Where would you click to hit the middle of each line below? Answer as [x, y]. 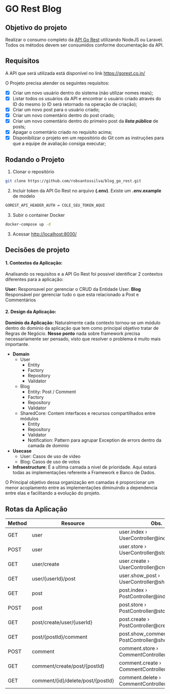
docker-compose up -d [28, 224]
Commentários [21, 300]
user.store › [133, 547]
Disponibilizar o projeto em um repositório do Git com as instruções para [88, 138]
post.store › [133, 605]
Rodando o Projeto [35, 159]
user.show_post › [139, 575]
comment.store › [138, 648]
